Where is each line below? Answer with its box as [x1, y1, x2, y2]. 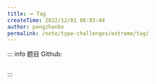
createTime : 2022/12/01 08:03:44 [7, 17, 105, 24]
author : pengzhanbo [7, 23, 65, 30]
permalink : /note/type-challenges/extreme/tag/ [7, 29, 150, 37]
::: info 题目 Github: [7, 50, 63, 58]
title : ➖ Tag [7, 10, 46, 17]
